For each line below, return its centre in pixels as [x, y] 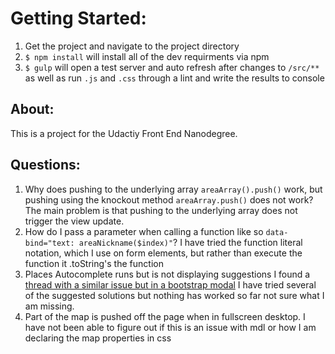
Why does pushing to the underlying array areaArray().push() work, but [173, 189]
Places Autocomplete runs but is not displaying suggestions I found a [167, 274]
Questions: [45, 165]
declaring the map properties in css [98, 338]
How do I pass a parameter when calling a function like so [144, 231]
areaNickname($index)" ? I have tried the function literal [190, 242]
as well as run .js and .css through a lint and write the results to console [174, 78]
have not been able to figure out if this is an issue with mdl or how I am [170, 327]
